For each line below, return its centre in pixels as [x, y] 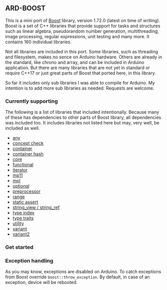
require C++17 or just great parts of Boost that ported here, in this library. [81, 73]
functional [23, 165]
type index [23, 213]
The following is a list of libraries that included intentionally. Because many [82, 112]
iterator [20, 170]
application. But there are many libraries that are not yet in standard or [78, 67]
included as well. [23, 128]
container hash [28, 154]
